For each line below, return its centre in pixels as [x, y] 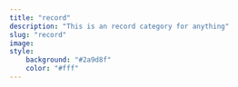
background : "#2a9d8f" [69, 60]
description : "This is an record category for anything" [119, 26]
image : [22, 43]
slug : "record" [38, 34]
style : [22, 52]
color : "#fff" [52, 69]
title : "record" [40, 18]
